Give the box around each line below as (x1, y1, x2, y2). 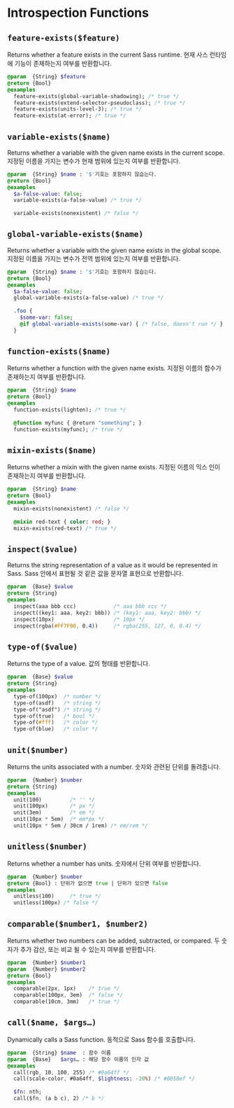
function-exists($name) (7, 347, 111, 356)
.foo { (13, 307, 33, 314)
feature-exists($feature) (7, 33, 120, 43)
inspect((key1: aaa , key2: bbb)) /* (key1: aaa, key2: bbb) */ (13, 609, 201, 616)
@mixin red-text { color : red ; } (13, 518, 111, 525)
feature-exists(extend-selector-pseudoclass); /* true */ (13, 99, 187, 106)
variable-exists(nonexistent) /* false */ (13, 210, 139, 217)
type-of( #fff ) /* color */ (13, 719, 98, 726)
